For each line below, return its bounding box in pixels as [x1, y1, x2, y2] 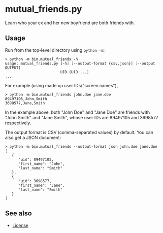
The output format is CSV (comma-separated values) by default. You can [5, 129, 154, 135]
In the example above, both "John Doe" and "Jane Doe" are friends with [5, 109, 150, 115]
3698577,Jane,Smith [5, 100, 45, 105]
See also [5, 209, 32, 218]
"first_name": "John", [18, 161, 65, 166]
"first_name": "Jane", [18, 183, 65, 188]
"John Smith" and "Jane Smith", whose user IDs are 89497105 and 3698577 [5, 114, 159, 120]
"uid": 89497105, [18, 157, 54, 162]
